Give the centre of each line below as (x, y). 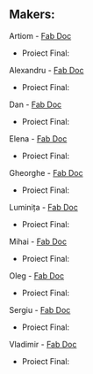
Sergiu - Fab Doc (40, 309)
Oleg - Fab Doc (36, 275)
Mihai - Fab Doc (38, 241)
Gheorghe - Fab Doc (46, 172)
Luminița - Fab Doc (44, 207)
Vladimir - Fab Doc (43, 344)
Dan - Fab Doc (36, 104)
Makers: (32, 15)
